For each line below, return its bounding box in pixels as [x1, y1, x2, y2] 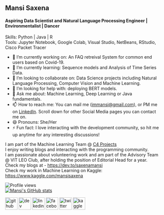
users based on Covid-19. [12, 59, 65, 65]
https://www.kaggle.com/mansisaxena [5, 173, 83, 179]
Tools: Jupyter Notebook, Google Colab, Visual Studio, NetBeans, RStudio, [5, 39, 156, 45]
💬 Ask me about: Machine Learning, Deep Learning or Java [12, 91, 132, 97]
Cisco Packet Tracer [5, 44, 46, 50]
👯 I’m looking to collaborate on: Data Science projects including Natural [12, 75, 157, 81]
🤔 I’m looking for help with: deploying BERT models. [12, 85, 117, 91]
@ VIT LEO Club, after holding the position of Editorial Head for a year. [5, 157, 148, 163]
